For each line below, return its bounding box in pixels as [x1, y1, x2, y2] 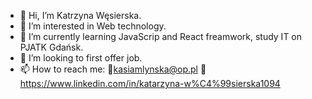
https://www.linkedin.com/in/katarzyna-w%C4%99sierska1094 [19, 78, 281, 89]
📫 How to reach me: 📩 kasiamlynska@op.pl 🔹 [19, 63, 207, 75]
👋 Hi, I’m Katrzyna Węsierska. [19, 10, 142, 21]
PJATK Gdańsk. [19, 41, 84, 53]
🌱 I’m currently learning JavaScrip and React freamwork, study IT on [19, 31, 303, 42]
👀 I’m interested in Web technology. [19, 20, 167, 32]
